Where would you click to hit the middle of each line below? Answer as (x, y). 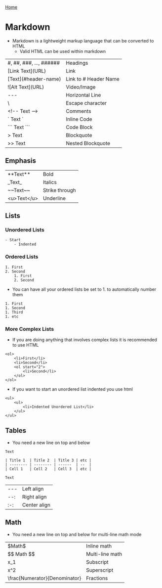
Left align (33, 489)
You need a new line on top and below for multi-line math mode (77, 534)
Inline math (99, 546)
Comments (79, 111)
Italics (50, 182)
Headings (77, 63)
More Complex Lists (30, 329)
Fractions (97, 578)
